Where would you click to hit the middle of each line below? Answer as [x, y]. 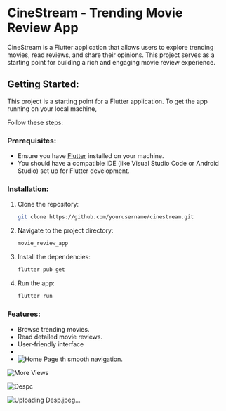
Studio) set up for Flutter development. [73, 171]
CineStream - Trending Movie [95, 13]
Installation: [28, 189]
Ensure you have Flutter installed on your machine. [91, 156]
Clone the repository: [48, 204]
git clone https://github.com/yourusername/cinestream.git [106, 217]
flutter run [35, 296]
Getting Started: [43, 85]
